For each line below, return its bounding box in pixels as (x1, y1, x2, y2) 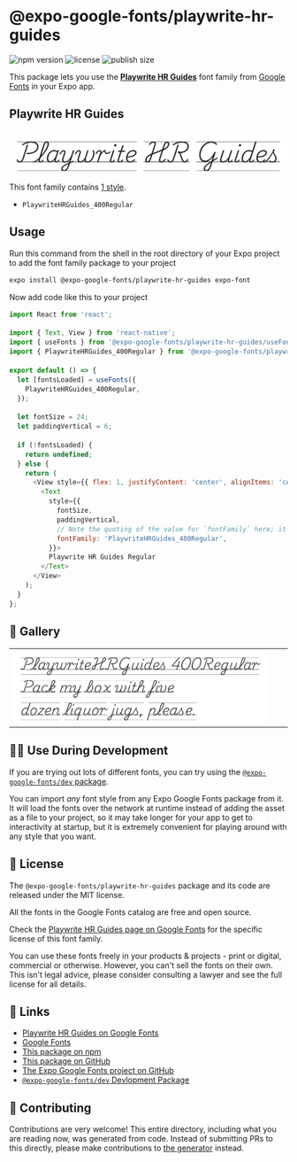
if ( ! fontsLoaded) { (17, 440, 93, 449)
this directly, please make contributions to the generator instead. (9, 1143, 245, 1153)
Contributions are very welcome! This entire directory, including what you (9, 1124, 277, 1135)
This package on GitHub (21, 1056, 110, 1066)
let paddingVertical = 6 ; (17, 422, 113, 431)
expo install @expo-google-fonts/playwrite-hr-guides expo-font (9, 275, 251, 284)
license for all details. (9, 979, 87, 989)
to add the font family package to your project (9, 257, 177, 267)
